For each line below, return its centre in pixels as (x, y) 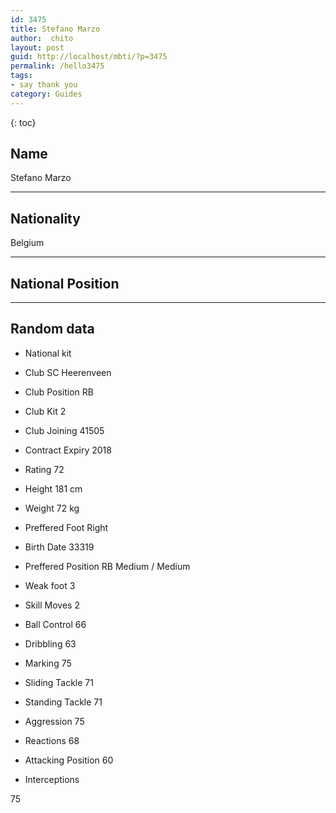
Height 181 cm (53, 488)
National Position (65, 283)
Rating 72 (44, 469)
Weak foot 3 (50, 585)
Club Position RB (59, 392)
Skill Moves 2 (52, 605)
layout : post (37, 47)
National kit (48, 353)
